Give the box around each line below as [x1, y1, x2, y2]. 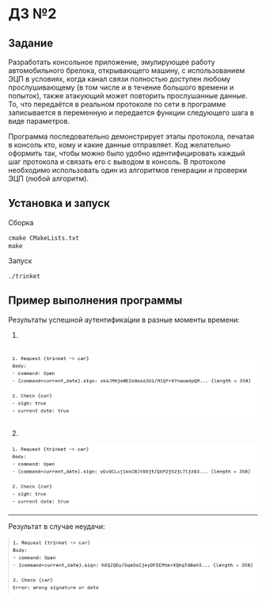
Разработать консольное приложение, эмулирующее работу [8, 57, 215, 67]
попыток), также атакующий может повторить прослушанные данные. [8, 91, 248, 100]
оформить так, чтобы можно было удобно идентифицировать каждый [8, 148, 245, 158]
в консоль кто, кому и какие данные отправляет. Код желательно [8, 140, 231, 149]
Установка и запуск [8, 197, 111, 210]
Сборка [8, 217, 34, 227]
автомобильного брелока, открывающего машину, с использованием [8, 66, 245, 75]
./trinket [8, 272, 41, 280]
